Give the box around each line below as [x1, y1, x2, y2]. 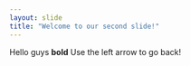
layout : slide [9, 13, 63, 23]
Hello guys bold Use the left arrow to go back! [9, 46, 182, 57]
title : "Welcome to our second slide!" [9, 22, 160, 31]
